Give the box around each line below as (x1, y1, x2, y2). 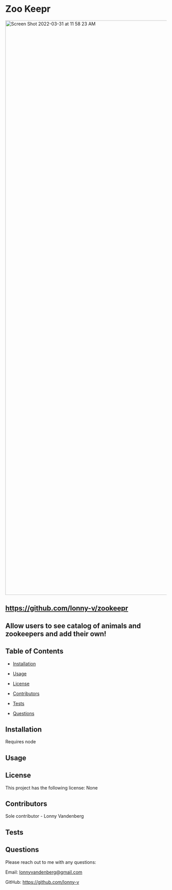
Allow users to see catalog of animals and (5, 621, 141, 630)
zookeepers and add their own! (5, 629, 106, 638)
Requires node (5, 739, 36, 745)
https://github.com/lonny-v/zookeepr (5, 604, 128, 613)
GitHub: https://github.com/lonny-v (5, 879, 79, 885)
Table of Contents (5, 647, 64, 656)
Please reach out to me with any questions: (5, 859, 96, 865)
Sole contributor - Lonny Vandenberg (5, 813, 84, 819)
